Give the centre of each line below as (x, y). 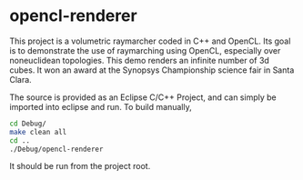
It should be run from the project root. (80, 166)
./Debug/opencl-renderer (56, 149)
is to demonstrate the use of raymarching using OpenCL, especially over (145, 50)
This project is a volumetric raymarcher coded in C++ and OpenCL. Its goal (150, 41)
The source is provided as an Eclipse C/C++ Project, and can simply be (143, 97)
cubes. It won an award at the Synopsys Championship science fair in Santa (152, 70)
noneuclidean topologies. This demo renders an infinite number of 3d (140, 60)
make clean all (38, 132)
